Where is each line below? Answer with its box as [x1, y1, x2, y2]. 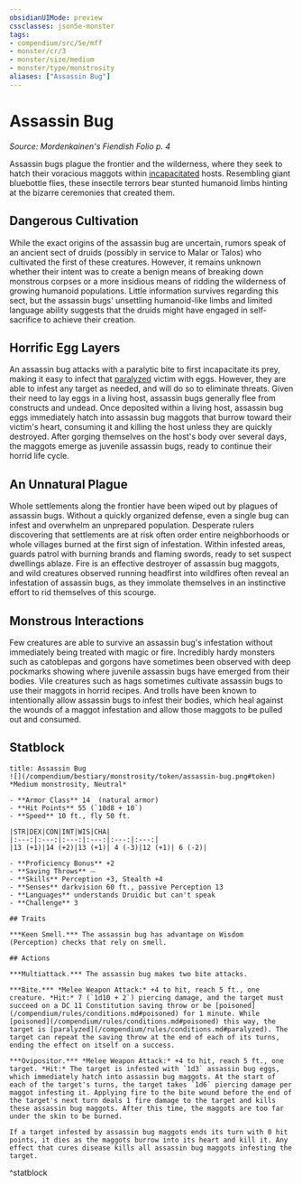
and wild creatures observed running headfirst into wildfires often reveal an [9, 568, 289, 579]
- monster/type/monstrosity [9, 64, 115, 73]
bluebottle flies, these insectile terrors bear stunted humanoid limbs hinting [9, 177, 288, 188]
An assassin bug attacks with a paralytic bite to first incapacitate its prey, [9, 364, 281, 375]
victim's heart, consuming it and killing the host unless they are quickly [9, 422, 273, 433]
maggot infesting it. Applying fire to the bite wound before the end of [9, 1087, 293, 1097]
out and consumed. [9, 714, 82, 724]
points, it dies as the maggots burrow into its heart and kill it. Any [9, 1135, 288, 1144]
